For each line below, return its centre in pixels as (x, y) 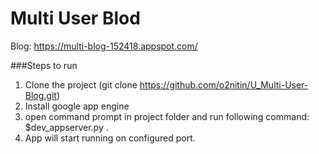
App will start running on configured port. (110, 138)
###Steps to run (44, 65)
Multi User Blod (75, 18)
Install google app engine (77, 106)
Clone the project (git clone (81, 84)
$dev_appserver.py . (66, 127)
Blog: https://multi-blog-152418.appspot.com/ (104, 46)
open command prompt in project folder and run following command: (167, 116)
